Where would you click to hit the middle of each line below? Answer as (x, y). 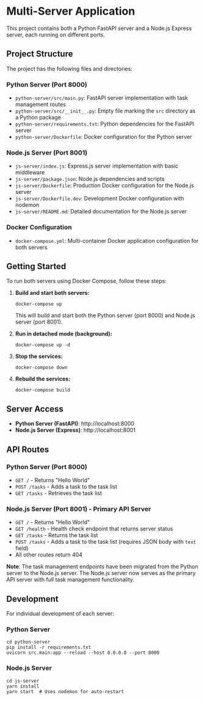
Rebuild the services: (43, 379)
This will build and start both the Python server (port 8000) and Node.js (105, 316)
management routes (40, 105)
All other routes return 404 (49, 555)
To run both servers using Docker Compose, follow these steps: (86, 281)
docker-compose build (42, 390)
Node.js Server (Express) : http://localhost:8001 (75, 430)
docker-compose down (41, 368)
